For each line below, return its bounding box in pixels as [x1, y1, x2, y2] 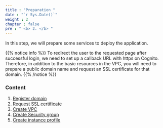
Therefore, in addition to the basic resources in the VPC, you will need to [5, 61, 157, 67]
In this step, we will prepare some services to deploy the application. [5, 40, 148, 46]
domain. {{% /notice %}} [5, 71, 57, 77]
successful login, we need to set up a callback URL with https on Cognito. [5, 55, 159, 61]
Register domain [12, 96, 47, 102]
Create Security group [12, 112, 59, 118]
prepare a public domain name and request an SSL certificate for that [5, 66, 150, 72]
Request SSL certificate [12, 101, 62, 107]
